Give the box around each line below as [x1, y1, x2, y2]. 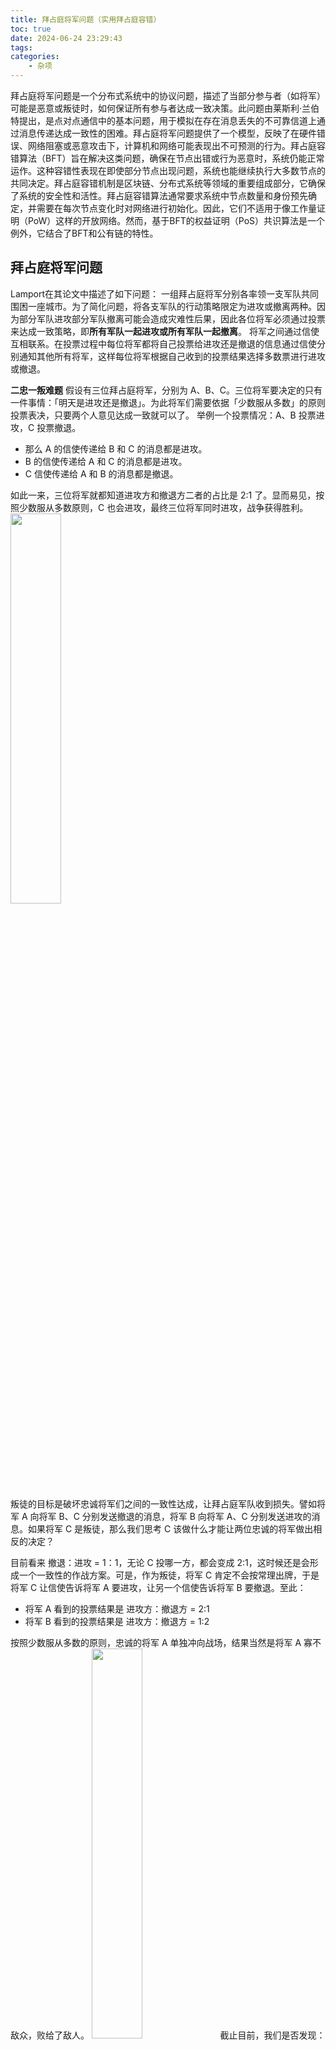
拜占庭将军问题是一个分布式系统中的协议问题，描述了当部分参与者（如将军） [10, 90, 326, 101]
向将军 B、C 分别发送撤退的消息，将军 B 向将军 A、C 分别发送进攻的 [29, 1510, 312, 1522]
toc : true [10, 24, 52, 34]
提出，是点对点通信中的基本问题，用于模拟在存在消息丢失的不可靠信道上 [18, 115, 317, 126]
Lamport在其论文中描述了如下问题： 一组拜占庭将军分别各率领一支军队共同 [10, 287, 320, 300]
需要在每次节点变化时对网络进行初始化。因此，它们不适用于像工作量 [36, 202, 317, 214]
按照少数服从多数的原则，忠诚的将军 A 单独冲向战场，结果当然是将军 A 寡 [10, 1636, 313, 1648]
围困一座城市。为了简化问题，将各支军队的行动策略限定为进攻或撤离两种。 [10, 300, 317, 312]
